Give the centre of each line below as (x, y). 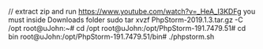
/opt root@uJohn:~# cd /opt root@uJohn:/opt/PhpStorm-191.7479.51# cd (127, 28)
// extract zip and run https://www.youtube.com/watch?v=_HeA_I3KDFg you (132, 11)
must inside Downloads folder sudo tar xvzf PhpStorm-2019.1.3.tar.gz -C (126, 20)
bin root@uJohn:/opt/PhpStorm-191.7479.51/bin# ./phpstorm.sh (111, 36)
